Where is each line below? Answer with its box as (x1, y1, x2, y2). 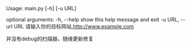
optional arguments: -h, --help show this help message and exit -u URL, (6, 16, 179, 23)
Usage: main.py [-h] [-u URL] (6, 5, 77, 12)
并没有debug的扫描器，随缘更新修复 (6, 35, 94, 42)
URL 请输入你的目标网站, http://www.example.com (13, 23, 134, 29)
